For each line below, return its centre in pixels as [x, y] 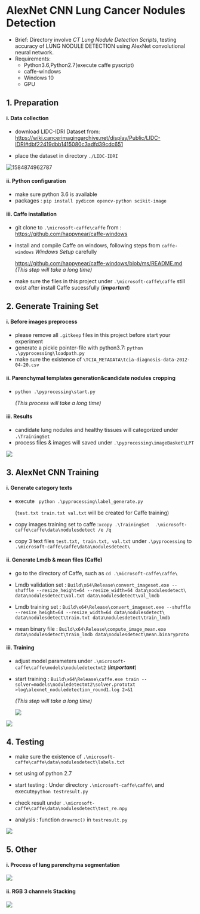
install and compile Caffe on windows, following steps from [87, 245]
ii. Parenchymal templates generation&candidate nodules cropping [91, 378]
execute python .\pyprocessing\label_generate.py [79, 501]
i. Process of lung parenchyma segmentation [63, 864]
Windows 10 [39, 78]
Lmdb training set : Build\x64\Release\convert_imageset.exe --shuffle [103, 606]
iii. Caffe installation [31, 214]
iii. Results [19, 416]
